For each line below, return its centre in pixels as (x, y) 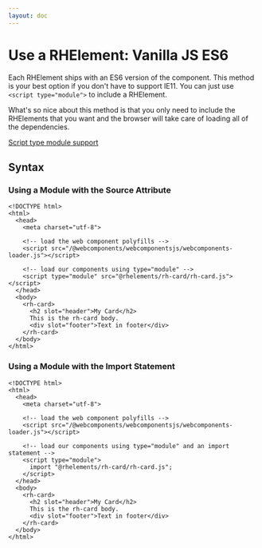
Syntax (26, 167)
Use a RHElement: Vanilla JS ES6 (119, 55)
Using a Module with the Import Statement (92, 367)
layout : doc (28, 16)
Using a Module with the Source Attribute (90, 190)
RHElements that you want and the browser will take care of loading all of (128, 118)
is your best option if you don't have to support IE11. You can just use (121, 85)
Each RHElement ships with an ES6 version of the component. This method (131, 77)
